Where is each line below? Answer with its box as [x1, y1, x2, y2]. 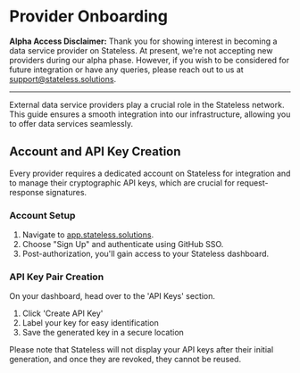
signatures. [46, 186, 87, 197]
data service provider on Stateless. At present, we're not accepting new [9, 45, 273, 55]
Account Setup [9, 209, 76, 221]
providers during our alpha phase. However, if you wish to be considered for [9, 54, 290, 65]
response [9, 186, 45, 197]
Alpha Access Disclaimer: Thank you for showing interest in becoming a [9, 36, 278, 46]
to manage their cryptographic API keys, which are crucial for [9, 177, 235, 188]
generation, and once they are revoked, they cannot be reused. [9, 354, 242, 365]
